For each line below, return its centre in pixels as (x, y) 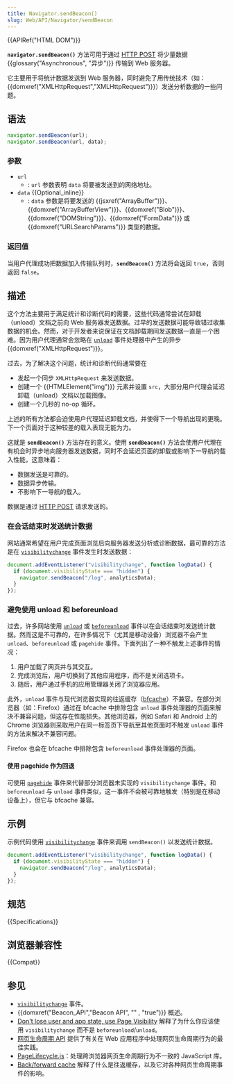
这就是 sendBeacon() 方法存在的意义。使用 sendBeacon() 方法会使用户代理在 (115, 443)
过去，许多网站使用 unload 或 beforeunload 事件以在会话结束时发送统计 (109, 626)
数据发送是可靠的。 (45, 475)
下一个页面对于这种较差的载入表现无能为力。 (71, 427)
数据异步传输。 (38, 483)
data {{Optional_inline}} (51, 192)
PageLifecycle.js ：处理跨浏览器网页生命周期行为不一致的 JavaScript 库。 (121, 1056)
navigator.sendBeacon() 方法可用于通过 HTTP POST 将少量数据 (98, 54)
